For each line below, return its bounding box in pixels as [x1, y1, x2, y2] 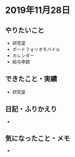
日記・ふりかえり [5, 105, 57, 114]
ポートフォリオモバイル [12, 46, 60, 52]
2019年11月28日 [5, 4, 71, 16]
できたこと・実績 [5, 75, 57, 83]
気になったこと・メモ [5, 134, 70, 143]
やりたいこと [5, 26, 44, 34]
